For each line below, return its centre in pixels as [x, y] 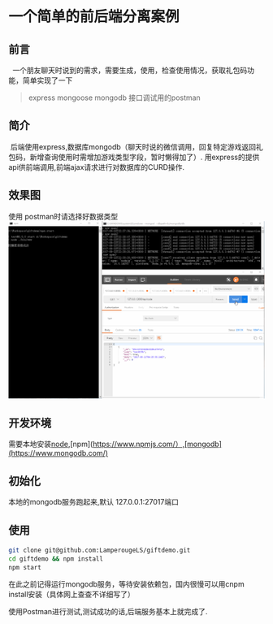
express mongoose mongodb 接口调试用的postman [114, 97]
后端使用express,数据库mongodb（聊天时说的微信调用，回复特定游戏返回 [133, 146]
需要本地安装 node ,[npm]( [51, 444]
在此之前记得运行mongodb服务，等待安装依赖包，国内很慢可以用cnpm [127, 584]
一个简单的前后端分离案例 [94, 17]
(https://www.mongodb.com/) [58, 453]
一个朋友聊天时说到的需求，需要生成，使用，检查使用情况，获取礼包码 [130, 70]
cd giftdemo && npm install [56, 559]
